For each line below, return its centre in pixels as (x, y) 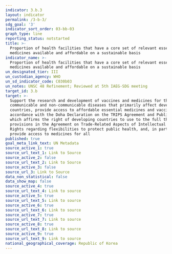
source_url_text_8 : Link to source (43, 229)
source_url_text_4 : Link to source (43, 191)
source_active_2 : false (31, 158)
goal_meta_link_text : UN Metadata (42, 143)
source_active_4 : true (29, 186)
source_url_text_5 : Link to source (43, 200)
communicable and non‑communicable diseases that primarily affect (83, 105)
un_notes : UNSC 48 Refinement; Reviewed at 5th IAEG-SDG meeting (76, 86)
